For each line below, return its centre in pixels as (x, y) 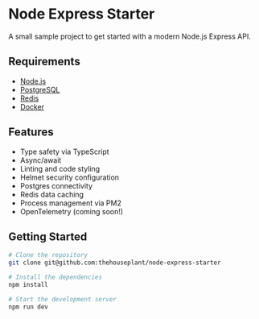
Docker (32, 106)
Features (31, 133)
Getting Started (48, 236)
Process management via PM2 (71, 203)
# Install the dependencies (55, 278)
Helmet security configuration (69, 177)
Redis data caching (52, 194)
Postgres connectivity (56, 185)
